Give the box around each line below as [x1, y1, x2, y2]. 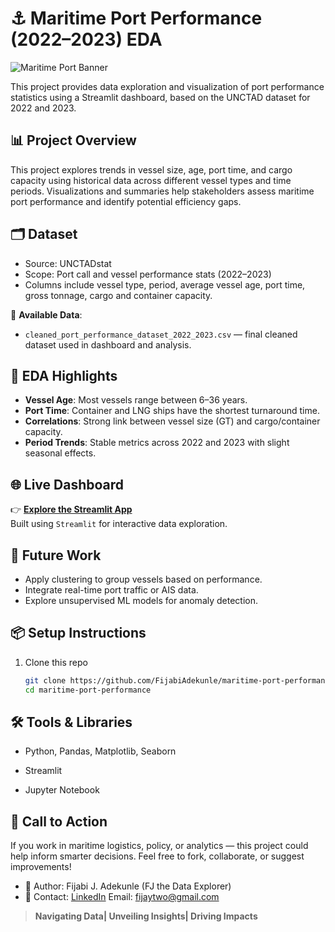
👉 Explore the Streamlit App [10, 503, 133, 516]
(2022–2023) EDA [10, 28, 163, 51]
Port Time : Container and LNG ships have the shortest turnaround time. [24, 405, 320, 417]
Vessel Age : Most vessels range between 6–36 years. [24, 394, 248, 406]
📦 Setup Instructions [10, 625, 147, 642]
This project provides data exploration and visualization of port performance [10, 80, 325, 92]
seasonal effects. [24, 447, 97, 459]
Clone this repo [24, 656, 88, 668]
